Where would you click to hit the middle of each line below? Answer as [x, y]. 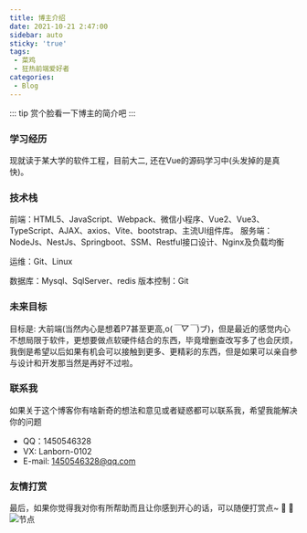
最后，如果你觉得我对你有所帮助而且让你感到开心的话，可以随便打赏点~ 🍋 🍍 [152, 508]
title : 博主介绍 [37, 18]
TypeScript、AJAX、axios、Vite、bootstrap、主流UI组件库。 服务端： [141, 231]
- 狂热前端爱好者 [42, 69]
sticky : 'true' [38, 43]
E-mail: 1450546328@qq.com [79, 461]
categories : [32, 78]
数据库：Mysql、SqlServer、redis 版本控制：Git [99, 281]
